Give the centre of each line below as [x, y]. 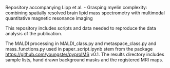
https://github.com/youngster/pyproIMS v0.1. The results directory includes [85, 54]
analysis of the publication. [34, 33]
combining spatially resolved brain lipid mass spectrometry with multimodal [85, 13]
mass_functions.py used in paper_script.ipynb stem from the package [79, 49]
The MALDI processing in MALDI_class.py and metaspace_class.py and [81, 43]
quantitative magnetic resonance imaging [49, 18]
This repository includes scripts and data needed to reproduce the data [81, 28]
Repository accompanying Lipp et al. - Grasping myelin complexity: [76, 7]
